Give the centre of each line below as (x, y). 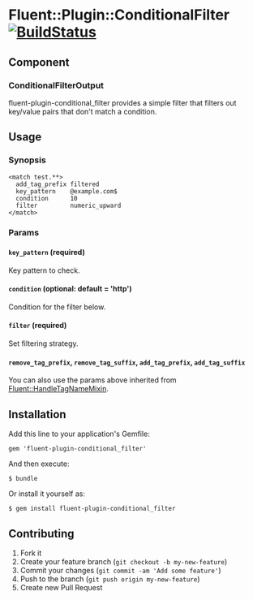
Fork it (31, 553)
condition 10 (47, 198)
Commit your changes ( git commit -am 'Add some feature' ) (120, 570)
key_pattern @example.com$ (66, 191)
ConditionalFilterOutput (56, 85)
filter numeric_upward (69, 205)
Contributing (41, 533)
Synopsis (27, 160)
